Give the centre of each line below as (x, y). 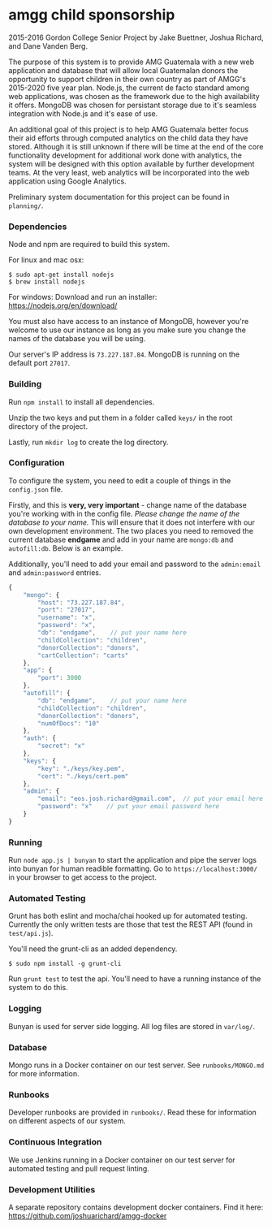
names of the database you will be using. (77, 339)
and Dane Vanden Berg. (48, 45)
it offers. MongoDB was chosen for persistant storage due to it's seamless (133, 105)
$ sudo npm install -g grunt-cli (65, 964)
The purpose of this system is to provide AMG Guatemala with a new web (132, 62)
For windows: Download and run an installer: (83, 297)
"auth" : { (40, 738)
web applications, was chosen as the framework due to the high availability (134, 96)
